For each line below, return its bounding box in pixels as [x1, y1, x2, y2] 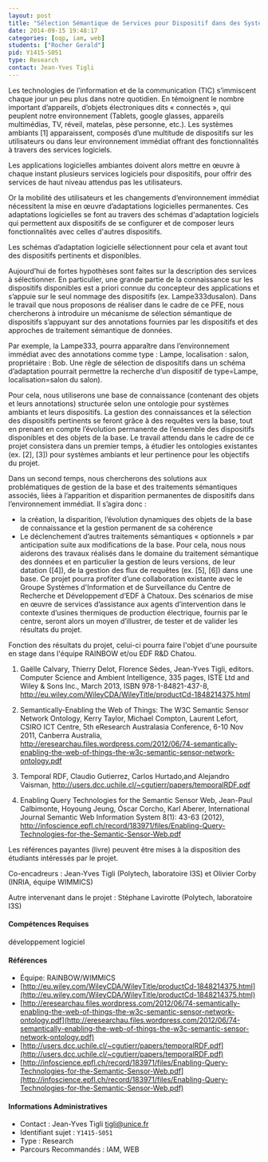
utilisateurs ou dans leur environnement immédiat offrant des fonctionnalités [8, 136, 259, 146]
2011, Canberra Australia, [19, 730, 102, 740]
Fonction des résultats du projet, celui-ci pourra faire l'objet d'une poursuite [8, 640, 258, 650]
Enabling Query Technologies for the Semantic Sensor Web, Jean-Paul [19, 795, 253, 804]
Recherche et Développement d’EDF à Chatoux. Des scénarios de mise [19, 591, 254, 600]
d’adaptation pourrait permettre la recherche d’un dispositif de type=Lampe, [8, 366, 258, 376]
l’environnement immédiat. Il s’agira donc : [8, 499, 147, 508]
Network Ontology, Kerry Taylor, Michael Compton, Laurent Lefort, [19, 713, 238, 723]
